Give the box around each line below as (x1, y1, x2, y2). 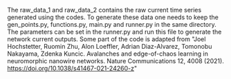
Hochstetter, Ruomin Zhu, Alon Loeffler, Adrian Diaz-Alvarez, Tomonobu (7, 43, 212, 50)
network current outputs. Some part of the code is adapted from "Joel (7, 35, 206, 43)
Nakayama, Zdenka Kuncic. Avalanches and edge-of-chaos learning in (7, 49, 209, 58)
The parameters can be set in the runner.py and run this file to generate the (7, 27, 222, 36)
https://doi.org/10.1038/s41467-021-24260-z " (7, 65, 137, 72)
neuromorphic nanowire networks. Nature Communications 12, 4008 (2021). (7, 57, 225, 65)
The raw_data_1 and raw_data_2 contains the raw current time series (7, 6, 202, 14)
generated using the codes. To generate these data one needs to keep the (7, 13, 219, 21)
